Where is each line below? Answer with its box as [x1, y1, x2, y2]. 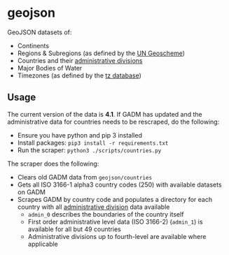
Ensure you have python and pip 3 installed [17, 131, 142, 139]
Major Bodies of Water [17, 64, 83, 72]
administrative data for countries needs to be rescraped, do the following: [7, 117, 220, 126]
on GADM [17, 187, 46, 196]
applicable [27, 240, 58, 248]
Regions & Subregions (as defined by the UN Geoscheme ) [17, 49, 186, 57]
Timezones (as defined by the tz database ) [17, 71, 142, 80]
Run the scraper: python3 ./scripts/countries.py [17, 145, 162, 154]
